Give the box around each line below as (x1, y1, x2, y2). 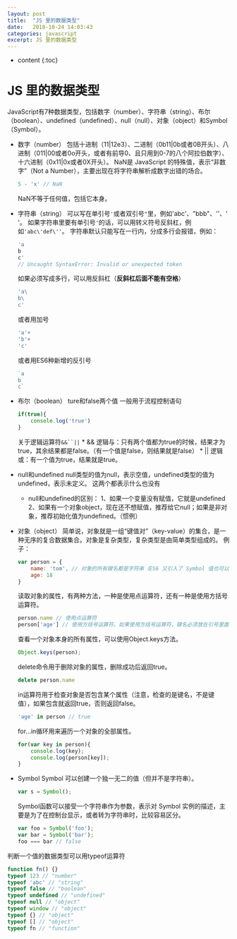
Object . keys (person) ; (17, 649, 82, 656)
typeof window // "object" (7, 905, 87, 912)
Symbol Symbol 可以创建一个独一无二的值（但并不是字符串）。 (17, 774, 198, 783)
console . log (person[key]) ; (30, 754, 110, 761)
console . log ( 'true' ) (30, 418, 91, 425)
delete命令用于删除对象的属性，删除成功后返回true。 (17, 662, 171, 671)
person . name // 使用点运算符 (17, 614, 97, 622)
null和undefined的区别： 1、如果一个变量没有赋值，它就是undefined (28, 494, 226, 502)
